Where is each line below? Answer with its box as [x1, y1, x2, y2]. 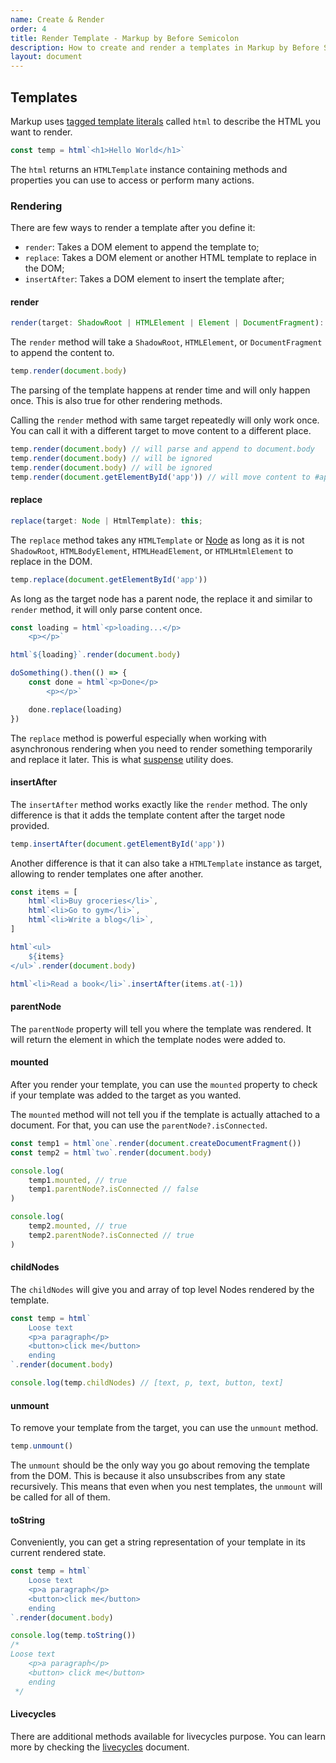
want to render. [10, 126, 73, 138]
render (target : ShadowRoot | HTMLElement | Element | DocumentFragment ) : [10, 318, 325, 328]
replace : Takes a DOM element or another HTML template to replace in [24, 252, 317, 264]
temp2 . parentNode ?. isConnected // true [28, 1230, 195, 1240]
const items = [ [10, 887, 78, 897]
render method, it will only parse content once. [10, 603, 203, 615]
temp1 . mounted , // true [28, 1175, 128, 1185]
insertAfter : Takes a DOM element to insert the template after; [24, 273, 285, 285]
